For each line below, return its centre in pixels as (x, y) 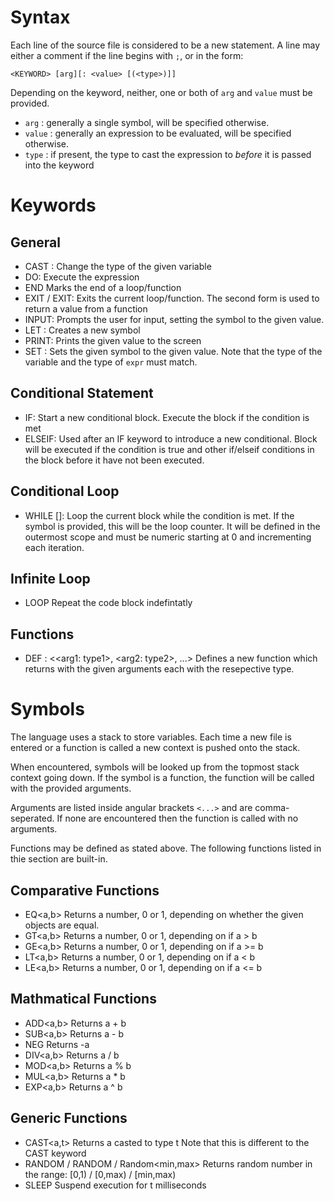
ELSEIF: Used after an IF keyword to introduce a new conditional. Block (171, 438)
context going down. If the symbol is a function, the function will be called (162, 778)
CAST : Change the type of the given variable (118, 266)
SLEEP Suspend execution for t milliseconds (115, 1185)
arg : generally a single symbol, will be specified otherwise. (147, 122)
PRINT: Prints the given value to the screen (113, 340)
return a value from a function (86, 308)
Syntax (40, 17)
